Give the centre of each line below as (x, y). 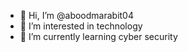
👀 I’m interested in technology (81, 26)
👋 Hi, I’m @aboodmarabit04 (76, 15)
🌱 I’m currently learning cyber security (98, 36)
